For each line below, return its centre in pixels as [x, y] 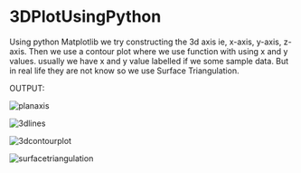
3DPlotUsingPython [85, 17]
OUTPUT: [27, 88]
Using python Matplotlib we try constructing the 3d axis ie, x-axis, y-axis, [146, 42]
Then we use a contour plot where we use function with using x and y [158, 51]
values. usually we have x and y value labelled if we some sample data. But [149, 61]
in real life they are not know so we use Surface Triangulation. [124, 71]
